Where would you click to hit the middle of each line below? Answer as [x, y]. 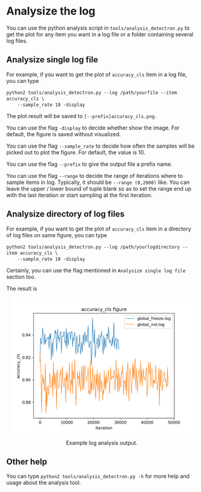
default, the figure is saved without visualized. [64, 134]
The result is [22, 288]
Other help [27, 461]
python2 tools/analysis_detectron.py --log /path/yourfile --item [92, 93]
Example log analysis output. [102, 442]
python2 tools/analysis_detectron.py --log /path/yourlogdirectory [93, 247]
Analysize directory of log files [65, 214]
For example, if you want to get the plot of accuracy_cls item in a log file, [97, 74]
